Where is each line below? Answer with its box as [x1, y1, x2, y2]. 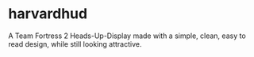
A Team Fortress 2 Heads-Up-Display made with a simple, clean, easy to [8, 31, 246, 40]
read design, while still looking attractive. [8, 39, 142, 48]
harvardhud [8, 5, 88, 23]
